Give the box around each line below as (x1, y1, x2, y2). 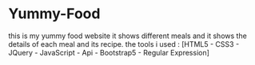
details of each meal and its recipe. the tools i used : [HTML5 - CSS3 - (8, 39, 240, 48)
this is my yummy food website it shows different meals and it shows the (8, 31, 248, 40)
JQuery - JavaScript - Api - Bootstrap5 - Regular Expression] (8, 48, 210, 57)
